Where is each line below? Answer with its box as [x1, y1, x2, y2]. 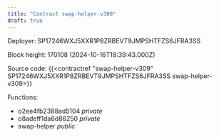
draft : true [7, 17, 43, 24]
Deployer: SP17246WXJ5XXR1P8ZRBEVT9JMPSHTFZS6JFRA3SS [7, 36, 201, 45]
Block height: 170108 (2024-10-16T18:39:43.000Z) [7, 50, 156, 59]
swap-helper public [17, 121, 76, 130]
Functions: [7, 93, 39, 102]
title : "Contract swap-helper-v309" [7, 10, 116, 18]
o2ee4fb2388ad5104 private [17, 106, 103, 115]
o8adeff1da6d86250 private [17, 114, 101, 123]
